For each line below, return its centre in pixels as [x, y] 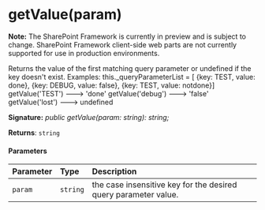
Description [114, 171]
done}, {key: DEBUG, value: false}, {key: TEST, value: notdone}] [112, 85]
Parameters [28, 151]
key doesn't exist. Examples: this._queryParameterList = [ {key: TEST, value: [132, 77]
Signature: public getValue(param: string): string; [89, 117]
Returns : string [34, 133]
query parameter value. [135, 195]
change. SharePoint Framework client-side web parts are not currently [123, 44]
